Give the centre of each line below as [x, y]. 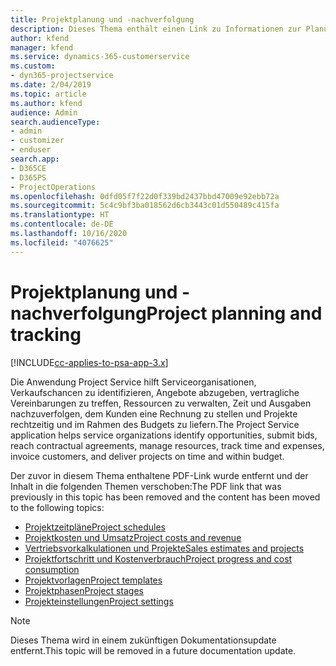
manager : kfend [42, 47]
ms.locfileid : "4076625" [62, 242]
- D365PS [28, 177]
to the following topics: [57, 507]
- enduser [31, 150]
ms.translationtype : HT [60, 215]
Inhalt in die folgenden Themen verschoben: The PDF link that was [146, 486]
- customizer [37, 141]
